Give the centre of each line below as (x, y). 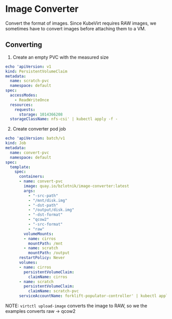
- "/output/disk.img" (51, 210)
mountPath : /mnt (45, 243)
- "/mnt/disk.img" (48, 200)
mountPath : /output (49, 253)
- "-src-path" (43, 196)
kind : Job (16, 143)
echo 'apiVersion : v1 (28, 67)
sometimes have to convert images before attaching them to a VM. (76, 28)
